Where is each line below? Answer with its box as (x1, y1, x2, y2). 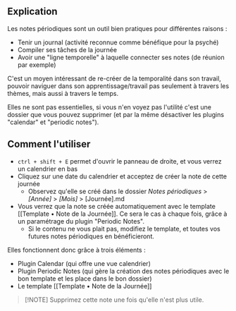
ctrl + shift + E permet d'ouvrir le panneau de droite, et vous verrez (17, 157, 222, 165)
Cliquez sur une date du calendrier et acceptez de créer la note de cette (17, 172, 228, 181)
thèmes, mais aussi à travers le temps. (7, 89, 118, 97)
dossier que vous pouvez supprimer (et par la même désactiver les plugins (7, 110, 224, 118)
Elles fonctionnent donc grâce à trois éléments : (7, 245, 146, 254)
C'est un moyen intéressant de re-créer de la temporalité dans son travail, (7, 74, 222, 83)
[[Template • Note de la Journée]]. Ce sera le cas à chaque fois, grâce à (17, 209, 228, 218)
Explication (7, 6, 58, 18)
